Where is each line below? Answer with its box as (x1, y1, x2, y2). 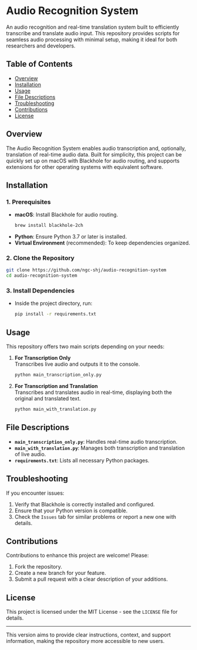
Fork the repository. (14, 563, 63, 570)
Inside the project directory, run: (14, 300, 93, 307)
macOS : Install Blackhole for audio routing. (14, 211, 118, 218)
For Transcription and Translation (14, 383, 98, 390)
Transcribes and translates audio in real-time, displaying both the (14, 389, 172, 396)
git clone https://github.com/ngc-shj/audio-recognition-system (6, 267, 167, 273)
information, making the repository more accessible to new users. (6, 638, 165, 645)
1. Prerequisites (6, 198, 51, 206)
